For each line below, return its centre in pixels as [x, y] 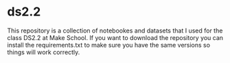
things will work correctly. [44, 52]
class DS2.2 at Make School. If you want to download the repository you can [115, 37]
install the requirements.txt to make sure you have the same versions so [109, 45]
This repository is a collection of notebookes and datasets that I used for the [115, 30]
